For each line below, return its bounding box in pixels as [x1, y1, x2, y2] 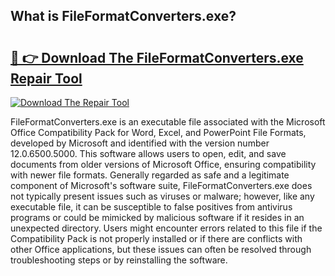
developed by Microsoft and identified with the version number [10, 137, 270, 149]
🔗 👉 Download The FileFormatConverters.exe [10, 49, 304, 66]
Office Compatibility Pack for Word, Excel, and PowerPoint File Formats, [10, 127, 307, 138]
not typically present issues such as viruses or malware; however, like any [10, 190, 315, 202]
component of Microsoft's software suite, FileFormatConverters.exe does [10, 180, 313, 191]
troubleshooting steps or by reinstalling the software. [10, 254, 228, 266]
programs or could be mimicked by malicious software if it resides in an [10, 212, 305, 223]
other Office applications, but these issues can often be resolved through [10, 244, 312, 255]
